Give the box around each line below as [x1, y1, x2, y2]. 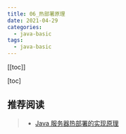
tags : [7, 37, 23, 44]
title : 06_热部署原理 [7, 10, 65, 18]
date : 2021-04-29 [7, 17, 58, 24]
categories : [7, 23, 42, 30]
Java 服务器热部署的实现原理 [34, 118, 119, 128]
